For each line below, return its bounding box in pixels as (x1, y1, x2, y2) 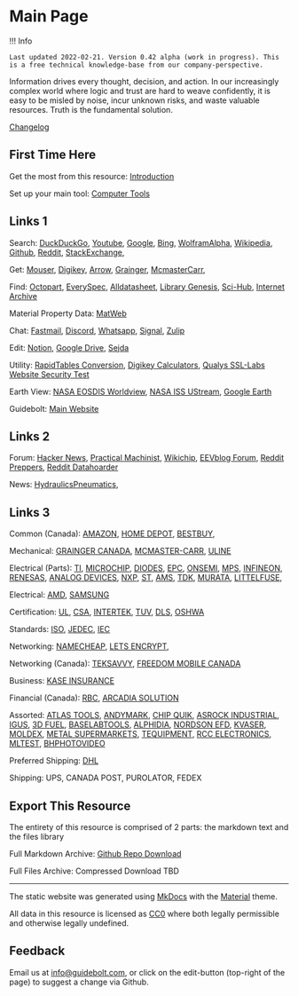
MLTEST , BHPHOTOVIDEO (9, 739, 106, 749)
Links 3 (9, 504, 51, 520)
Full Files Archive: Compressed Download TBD (9, 866, 180, 876)
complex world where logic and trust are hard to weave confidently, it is (9, 85, 271, 96)
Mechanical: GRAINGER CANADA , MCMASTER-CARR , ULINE (9, 546, 231, 557)
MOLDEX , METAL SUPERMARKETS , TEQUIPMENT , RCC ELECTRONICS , (9, 729, 272, 739)
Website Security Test (9, 368, 90, 379)
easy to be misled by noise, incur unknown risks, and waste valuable (9, 95, 260, 106)
